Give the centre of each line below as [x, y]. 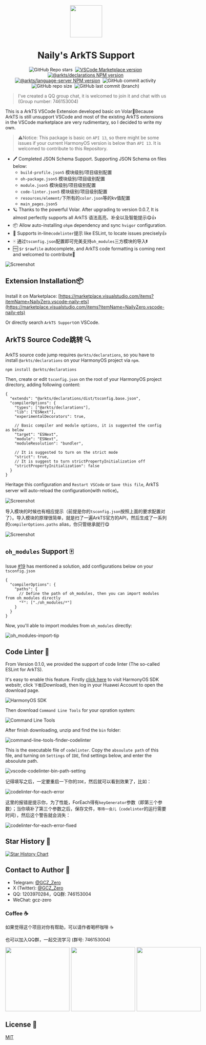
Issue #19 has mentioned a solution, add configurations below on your [79, 566]
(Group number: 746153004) [48, 101]
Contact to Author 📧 [38, 870]
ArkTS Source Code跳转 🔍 [48, 340]
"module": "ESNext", [36, 439]
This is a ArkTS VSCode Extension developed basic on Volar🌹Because [79, 111]
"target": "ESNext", [36, 435]
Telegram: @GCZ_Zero [37, 882]
